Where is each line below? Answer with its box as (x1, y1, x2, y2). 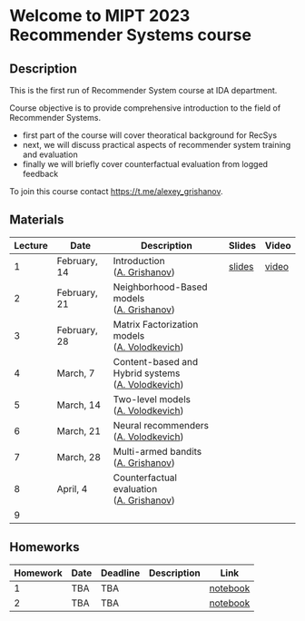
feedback (22, 169, 59, 179)
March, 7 (56, 367, 95, 379)
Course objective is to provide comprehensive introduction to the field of (9, 103, 281, 113)
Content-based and (113, 355, 198, 368)
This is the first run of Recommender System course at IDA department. (9, 85, 278, 95)
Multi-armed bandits (113, 445, 202, 458)
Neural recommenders (113, 419, 209, 431)
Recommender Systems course (9, 25, 252, 45)
